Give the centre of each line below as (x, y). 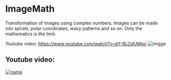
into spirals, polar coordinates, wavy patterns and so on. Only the (74, 28)
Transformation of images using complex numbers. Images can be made (82, 23)
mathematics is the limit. (31, 34)
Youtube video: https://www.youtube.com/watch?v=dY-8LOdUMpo (76, 43)
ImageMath (30, 9)
